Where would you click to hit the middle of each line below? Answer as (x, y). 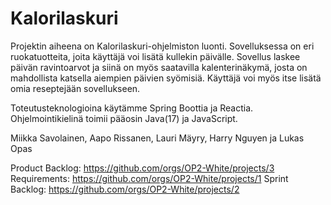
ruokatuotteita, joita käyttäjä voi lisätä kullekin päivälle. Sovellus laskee (155, 56)
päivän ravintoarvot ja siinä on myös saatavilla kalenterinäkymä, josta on (159, 67)
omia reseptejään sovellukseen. (75, 88)
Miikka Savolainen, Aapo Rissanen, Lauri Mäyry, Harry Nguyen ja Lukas (157, 138)
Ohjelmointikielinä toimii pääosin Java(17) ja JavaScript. (124, 118)
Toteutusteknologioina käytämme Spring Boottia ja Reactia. (132, 108)
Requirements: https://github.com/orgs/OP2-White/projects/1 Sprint (149, 178)
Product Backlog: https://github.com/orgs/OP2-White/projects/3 (142, 168)
